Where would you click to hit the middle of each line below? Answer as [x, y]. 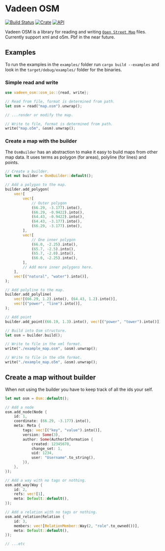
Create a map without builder [51, 378]
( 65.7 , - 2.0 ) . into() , [54, 254]
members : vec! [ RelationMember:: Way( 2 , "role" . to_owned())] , [77, 526]
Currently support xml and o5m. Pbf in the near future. [60, 37]
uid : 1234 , [42, 453]
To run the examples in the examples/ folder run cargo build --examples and [82, 64]
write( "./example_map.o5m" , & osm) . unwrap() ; [51, 362]
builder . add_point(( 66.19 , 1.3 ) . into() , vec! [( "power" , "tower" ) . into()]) [83, 322]
